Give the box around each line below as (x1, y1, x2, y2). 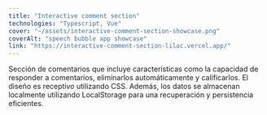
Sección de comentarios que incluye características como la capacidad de (8, 64, 259, 74)
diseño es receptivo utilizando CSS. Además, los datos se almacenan (8, 82, 240, 92)
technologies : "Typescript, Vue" (8, 19, 122, 28)
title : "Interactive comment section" (8, 11, 140, 20)
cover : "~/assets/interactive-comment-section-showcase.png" (8, 27, 221, 35)
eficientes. (8, 99, 44, 109)
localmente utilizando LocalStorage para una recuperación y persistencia (8, 90, 254, 100)
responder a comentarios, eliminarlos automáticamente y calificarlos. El (8, 73, 248, 83)
